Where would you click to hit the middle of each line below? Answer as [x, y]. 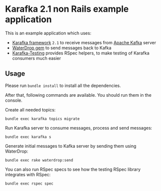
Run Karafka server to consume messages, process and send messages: [79, 128]
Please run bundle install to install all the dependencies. [63, 85]
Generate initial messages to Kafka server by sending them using [71, 146]
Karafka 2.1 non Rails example [67, 9]
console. [14, 100]
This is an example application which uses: [48, 33]
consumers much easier [36, 58]
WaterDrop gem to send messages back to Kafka [62, 48]
